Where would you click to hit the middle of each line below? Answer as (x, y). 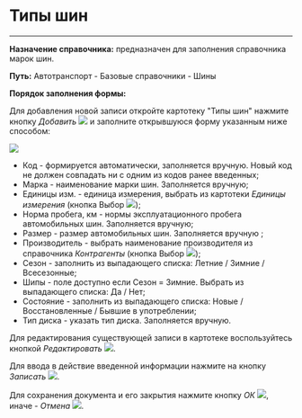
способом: (30, 130)
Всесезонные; (49, 272)
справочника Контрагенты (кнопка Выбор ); (111, 253)
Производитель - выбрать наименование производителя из (138, 243)
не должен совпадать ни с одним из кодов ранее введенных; (140, 174)
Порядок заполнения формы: (68, 93)
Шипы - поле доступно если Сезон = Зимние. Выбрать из (133, 282)
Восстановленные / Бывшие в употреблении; (109, 310)
